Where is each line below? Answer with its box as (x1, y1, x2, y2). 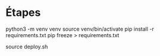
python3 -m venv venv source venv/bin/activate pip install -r (5, 25, 155, 32)
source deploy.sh (5, 43, 48, 50)
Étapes (5, 6, 41, 19)
